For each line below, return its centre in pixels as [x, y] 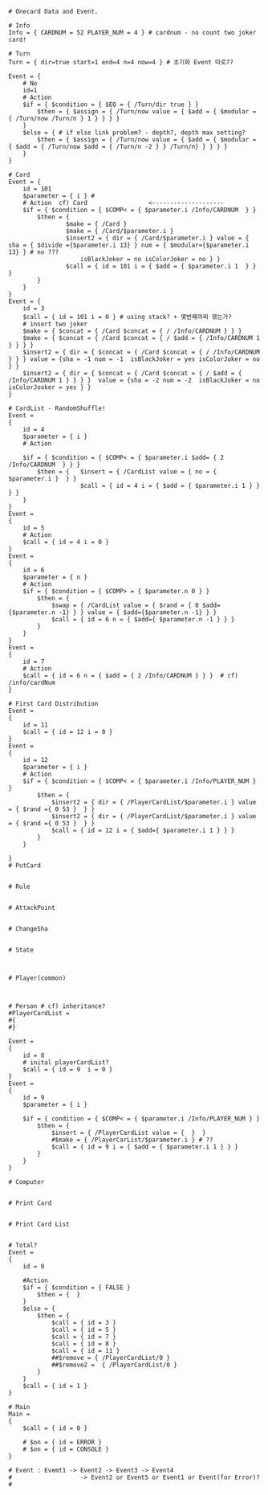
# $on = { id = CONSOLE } [66, 1449]
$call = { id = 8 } [83, 1344]
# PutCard [25, 866]
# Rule [19, 887]
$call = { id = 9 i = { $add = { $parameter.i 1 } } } [145, 1147]
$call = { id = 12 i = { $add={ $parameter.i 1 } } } [143, 830]
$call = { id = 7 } [83, 1337]
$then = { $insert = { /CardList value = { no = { [127, 472]
